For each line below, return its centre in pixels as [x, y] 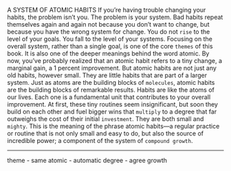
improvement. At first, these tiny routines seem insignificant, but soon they [113, 104]
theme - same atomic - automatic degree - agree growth [87, 160]
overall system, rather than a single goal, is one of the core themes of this [110, 46]
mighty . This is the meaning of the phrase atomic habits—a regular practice [113, 126]
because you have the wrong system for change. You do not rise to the [109, 31]
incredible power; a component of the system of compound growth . [100, 141]
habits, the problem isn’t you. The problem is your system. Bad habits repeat [115, 17]
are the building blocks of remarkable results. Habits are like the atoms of [111, 90]
